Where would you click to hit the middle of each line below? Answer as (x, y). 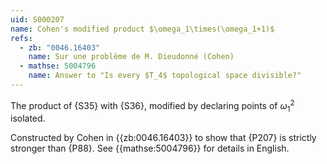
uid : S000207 (37, 19)
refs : (21, 38)
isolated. (28, 118)
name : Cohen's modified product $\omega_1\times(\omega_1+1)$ (142, 29)
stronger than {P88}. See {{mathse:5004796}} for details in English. (150, 148)
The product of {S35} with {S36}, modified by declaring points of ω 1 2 (152, 105)
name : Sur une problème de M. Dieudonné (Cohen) (131, 57)
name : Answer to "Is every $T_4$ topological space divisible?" (165, 76)
